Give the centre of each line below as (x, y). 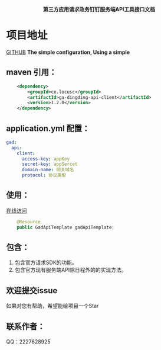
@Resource (29, 221)
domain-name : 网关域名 (48, 170)
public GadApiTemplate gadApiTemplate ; (66, 227)
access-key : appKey (45, 159)
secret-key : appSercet (50, 164)
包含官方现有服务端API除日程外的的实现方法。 (70, 270)
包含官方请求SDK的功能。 (46, 262)
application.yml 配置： (48, 128)
